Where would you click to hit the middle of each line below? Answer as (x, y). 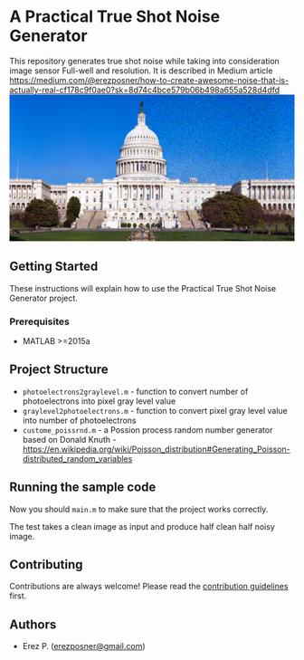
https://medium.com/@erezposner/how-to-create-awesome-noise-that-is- (149, 80)
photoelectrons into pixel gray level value (99, 401)
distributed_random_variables (77, 458)
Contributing (46, 564)
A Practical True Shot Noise (115, 17)
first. (18, 596)
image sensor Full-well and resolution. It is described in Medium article (141, 71)
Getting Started (54, 267)
